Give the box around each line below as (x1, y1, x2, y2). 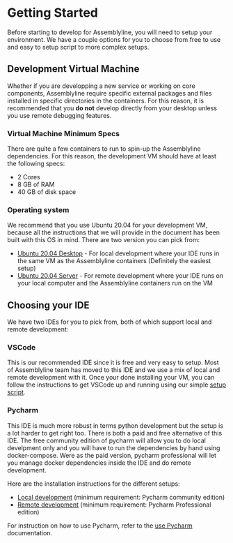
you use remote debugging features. (7, 111, 112, 119)
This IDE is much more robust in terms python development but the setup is (7, 421, 224, 430)
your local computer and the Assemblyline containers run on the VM (17, 279, 214, 288)
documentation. (7, 528, 53, 537)
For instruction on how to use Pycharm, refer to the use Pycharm (7, 521, 193, 530)
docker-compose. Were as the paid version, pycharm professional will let (7, 451, 217, 459)
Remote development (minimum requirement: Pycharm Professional (17, 500, 211, 509)
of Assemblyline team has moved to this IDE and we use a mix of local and (7, 366, 220, 374)
